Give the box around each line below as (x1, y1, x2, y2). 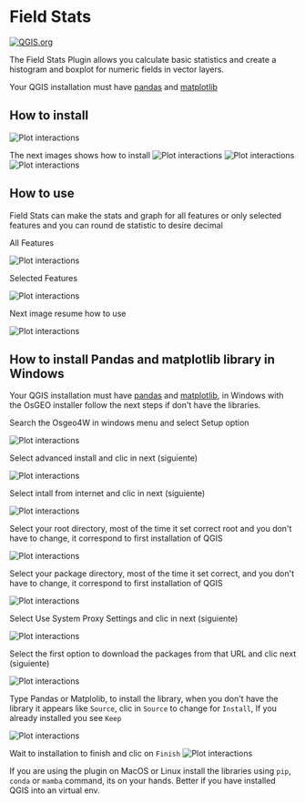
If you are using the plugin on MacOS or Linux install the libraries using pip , (9, 766, 291, 777)
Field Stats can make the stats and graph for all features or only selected (9, 209, 282, 220)
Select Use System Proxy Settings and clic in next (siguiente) (9, 613, 239, 625)
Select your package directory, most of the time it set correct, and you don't (9, 568, 295, 579)
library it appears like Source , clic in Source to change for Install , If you (9, 703, 278, 714)
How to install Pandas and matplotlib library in (9, 351, 276, 367)
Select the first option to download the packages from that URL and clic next (9, 648, 297, 659)
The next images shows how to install (9, 149, 151, 160)
